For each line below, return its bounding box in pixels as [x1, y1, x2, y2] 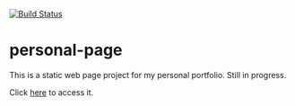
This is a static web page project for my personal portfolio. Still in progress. [9, 69, 287, 80]
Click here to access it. [9, 86, 94, 98]
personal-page [9, 40, 123, 60]
